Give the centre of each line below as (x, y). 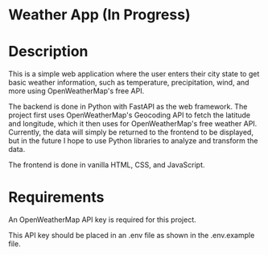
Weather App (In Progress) (99, 15)
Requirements (56, 197)
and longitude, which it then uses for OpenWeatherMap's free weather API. (133, 124)
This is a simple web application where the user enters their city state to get (134, 74)
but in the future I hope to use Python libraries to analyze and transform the (133, 141)
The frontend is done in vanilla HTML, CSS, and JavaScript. (107, 165)
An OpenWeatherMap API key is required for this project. (102, 220)
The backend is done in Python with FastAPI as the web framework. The (128, 107)
